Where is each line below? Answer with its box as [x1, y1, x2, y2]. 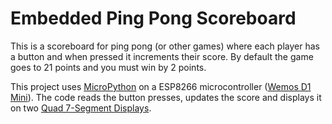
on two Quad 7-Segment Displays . [10, 102, 152, 114]
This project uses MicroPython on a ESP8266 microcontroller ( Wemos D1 [10, 80, 312, 92]
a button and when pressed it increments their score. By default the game [10, 50, 314, 62]
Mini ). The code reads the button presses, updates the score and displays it [10, 91, 322, 103]
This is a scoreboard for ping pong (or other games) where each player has [10, 40, 320, 52]
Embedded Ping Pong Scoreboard [10, 7, 297, 30]
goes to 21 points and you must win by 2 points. [10, 61, 207, 73]
